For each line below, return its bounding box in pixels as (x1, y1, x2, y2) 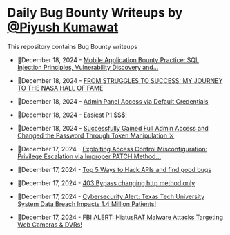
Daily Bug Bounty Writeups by (7, 5, 183, 21)
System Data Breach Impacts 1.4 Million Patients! (17, 199, 157, 208)
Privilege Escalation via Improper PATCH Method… (17, 152, 161, 160)
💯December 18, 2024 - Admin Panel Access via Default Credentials (17, 97, 209, 105)
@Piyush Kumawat (7, 19, 119, 35)
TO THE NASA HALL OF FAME (17, 84, 104, 92)
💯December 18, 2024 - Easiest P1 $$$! (17, 111, 128, 119)
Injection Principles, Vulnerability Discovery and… (17, 63, 159, 71)
